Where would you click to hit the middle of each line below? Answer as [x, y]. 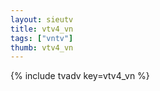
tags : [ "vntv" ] [42, 38]
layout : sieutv [42, 19]
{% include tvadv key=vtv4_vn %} [80, 76]
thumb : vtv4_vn [42, 47]
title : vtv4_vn [42, 29]
